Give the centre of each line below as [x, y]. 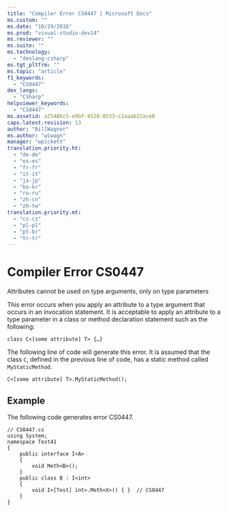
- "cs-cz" [27, 219]
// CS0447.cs [26, 430]
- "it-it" [27, 174]
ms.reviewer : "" [30, 39]
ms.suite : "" [26, 46]
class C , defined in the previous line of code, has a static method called [108, 360]
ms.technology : [29, 52]
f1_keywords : [26, 78]
